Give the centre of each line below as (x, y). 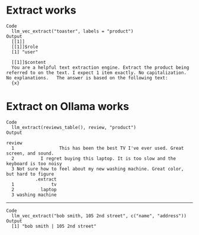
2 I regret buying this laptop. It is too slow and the (94, 158)
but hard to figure (30, 174)
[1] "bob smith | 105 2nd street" (54, 226)
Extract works (41, 10)
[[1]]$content (29, 62)
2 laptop (34, 189)
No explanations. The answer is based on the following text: (87, 78)
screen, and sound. (30, 153)
